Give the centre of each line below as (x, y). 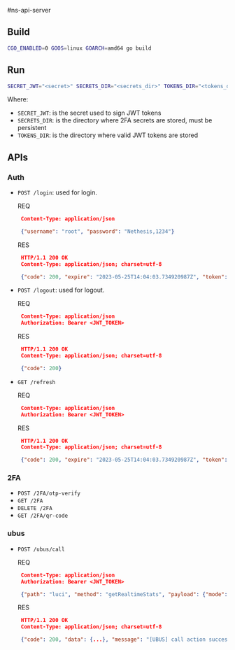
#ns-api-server (29, 10)
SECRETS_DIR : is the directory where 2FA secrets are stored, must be (115, 120)
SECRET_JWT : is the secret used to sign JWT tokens (89, 113)
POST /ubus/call (41, 549)
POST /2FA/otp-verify (49, 494)
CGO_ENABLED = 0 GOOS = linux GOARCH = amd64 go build (79, 48)
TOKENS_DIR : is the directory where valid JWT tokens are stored (108, 135)
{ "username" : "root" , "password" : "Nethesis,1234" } (98, 231)
